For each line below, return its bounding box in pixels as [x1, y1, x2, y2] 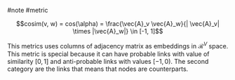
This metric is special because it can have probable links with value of [7, 49, 210, 58]
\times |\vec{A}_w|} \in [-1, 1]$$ [72, 27, 163, 35]
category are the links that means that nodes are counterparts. [7, 65, 189, 73]
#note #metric [7, 6, 48, 14]
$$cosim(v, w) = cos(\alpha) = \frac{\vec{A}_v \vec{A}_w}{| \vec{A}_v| [16, 20, 220, 27]
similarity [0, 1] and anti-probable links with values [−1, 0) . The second [7, 57, 209, 65]
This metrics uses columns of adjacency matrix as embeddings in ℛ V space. [7, 41, 229, 50]
